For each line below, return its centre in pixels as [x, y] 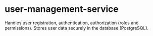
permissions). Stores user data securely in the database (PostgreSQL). [77, 28]
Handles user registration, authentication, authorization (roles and [72, 23]
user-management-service [62, 9]
